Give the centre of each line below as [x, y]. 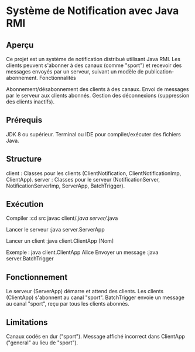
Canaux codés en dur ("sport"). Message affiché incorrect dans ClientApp [96, 337]
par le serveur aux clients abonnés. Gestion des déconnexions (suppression [98, 95]
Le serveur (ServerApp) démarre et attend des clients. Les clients [85, 291]
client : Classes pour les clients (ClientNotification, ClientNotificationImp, [94, 173]
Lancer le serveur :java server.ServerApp [56, 230]
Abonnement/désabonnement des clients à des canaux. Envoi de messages [97, 89]
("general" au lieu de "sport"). [42, 343]
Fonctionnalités [57, 78]
